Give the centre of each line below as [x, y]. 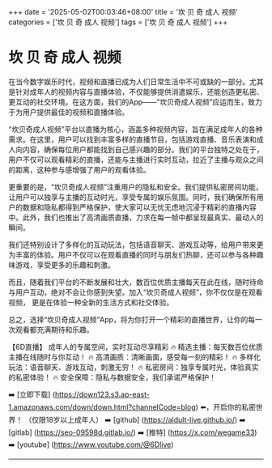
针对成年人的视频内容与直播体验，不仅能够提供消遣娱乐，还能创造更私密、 [139, 91]
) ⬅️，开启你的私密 [226, 406]
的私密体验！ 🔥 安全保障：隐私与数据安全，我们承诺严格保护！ [113, 377]
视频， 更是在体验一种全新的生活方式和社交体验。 [91, 302]
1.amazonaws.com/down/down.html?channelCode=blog [102, 406]
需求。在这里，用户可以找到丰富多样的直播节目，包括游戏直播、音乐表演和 [132, 139]
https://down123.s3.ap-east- [102, 394]
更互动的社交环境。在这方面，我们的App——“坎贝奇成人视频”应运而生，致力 [136, 102]
